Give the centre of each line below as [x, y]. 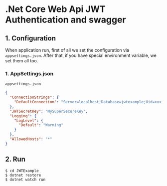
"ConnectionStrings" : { [34, 97]
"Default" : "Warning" [41, 125]
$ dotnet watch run [25, 180]
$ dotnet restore [23, 175]
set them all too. [22, 61]
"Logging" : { [23, 116]
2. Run [15, 159]
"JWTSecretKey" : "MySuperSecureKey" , [49, 111]
